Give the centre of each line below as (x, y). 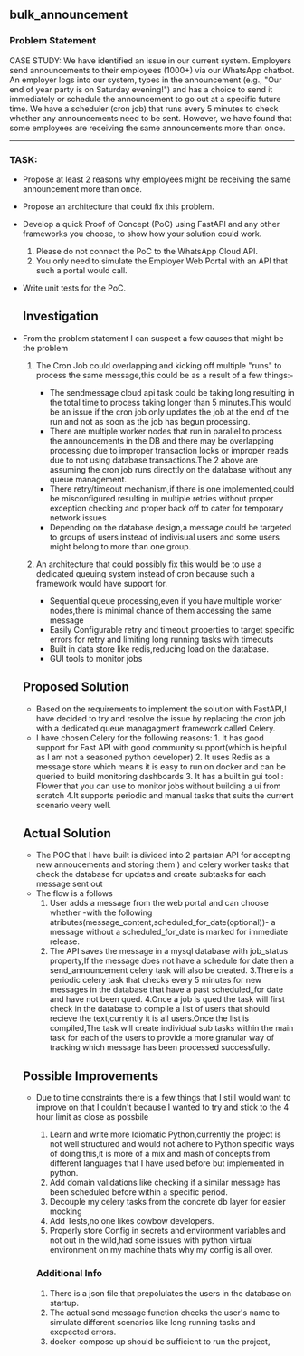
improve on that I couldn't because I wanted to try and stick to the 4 (162, 1107)
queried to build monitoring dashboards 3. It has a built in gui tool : (160, 776)
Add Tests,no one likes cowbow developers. (132, 1221)
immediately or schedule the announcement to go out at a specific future (145, 99)
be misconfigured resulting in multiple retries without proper (161, 498)
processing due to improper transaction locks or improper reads (169, 450)
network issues (78, 517)
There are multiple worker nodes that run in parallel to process (166, 431)
